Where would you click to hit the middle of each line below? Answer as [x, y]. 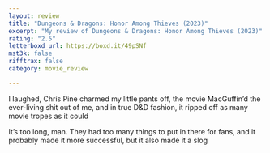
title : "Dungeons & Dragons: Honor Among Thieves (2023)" [108, 23]
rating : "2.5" [32, 38]
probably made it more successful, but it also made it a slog [108, 140]
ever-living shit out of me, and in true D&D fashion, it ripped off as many [129, 107]
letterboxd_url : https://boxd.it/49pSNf [78, 46]
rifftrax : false [36, 62]
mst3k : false [30, 53]
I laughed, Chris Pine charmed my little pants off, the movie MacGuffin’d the [135, 99]
